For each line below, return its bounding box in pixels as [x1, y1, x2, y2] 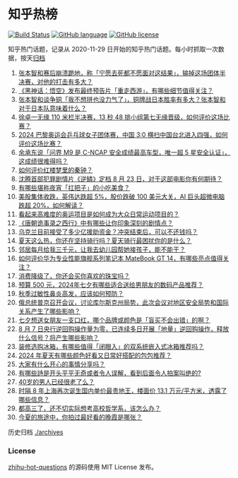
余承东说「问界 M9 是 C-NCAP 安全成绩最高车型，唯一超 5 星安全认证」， [18, 148, 231, 156]
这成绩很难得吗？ [18, 157, 69, 165]
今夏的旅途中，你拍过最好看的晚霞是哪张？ [18, 412, 143, 421]
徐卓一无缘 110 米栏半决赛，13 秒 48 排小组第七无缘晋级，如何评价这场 [18, 112, 224, 121]
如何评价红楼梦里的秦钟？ [18, 165, 93, 174]
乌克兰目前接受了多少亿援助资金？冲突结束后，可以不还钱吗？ [18, 227, 198, 236]
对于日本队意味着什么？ [18, 104, 87, 112]
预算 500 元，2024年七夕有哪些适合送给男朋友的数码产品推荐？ [18, 280, 204, 289]
